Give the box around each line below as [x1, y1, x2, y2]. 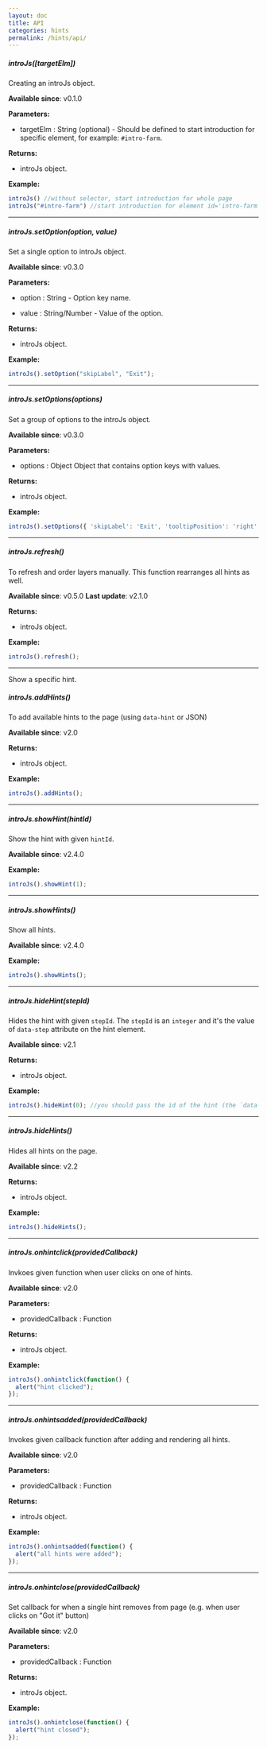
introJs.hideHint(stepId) [8, 995, 90, 1006]
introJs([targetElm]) [8, 58, 76, 68]
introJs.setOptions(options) [8, 394, 103, 404]
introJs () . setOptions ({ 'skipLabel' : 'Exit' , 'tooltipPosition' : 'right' [8, 522, 258, 530]
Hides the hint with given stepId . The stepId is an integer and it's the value [8, 1016, 255, 1026]
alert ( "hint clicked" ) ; [15, 1383, 94, 1391]
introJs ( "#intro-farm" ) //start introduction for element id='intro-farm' [8, 202, 261, 211]
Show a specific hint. [8, 674, 77, 684]
